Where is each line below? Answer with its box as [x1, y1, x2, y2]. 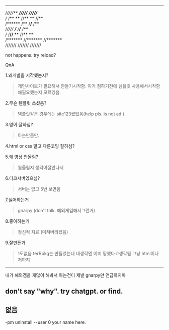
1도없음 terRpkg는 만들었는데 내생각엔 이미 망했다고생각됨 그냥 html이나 [17, 251, 159, 256]
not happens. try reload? [5, 52, 56, 58]
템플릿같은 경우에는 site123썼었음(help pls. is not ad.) [17, 111, 125, 117]
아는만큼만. [17, 132, 40, 138]
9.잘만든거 [5, 240, 26, 246]
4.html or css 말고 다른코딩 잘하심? [5, 143, 75, 149]
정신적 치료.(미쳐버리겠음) [17, 229, 68, 235]
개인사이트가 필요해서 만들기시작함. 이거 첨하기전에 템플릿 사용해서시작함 [17, 83, 160, 89]
